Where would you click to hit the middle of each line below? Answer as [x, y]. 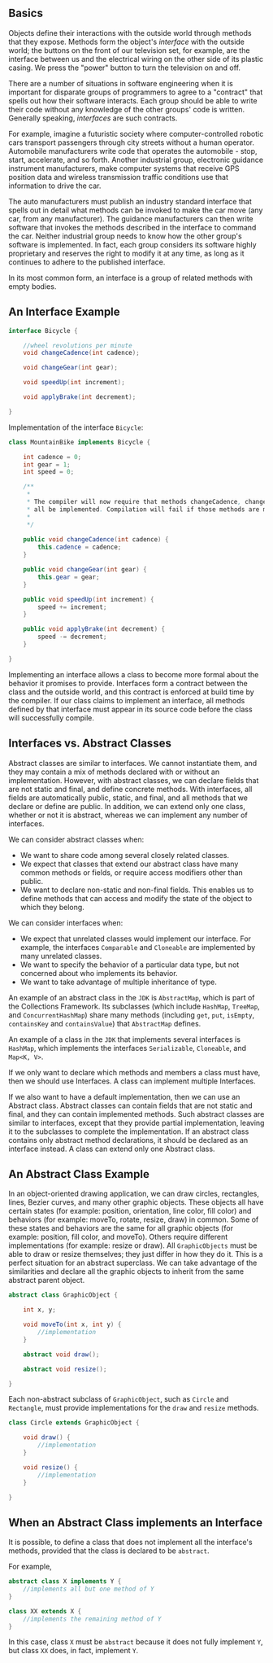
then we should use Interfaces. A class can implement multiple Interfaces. [132, 1081]
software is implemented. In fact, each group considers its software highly [133, 244]
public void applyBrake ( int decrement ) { [94, 629]
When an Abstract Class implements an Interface [135, 1523]
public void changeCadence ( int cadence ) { [96, 540]
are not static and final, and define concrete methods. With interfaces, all [130, 789]
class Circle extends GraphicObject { [74, 1423]
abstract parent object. [47, 1280]
